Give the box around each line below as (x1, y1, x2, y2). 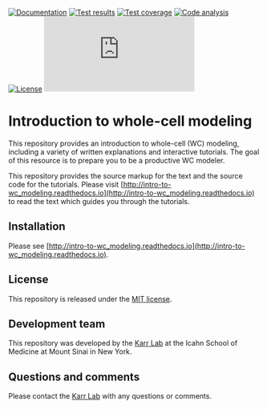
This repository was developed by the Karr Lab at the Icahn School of (8, 339, 238, 348)
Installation (8, 220, 66, 234)
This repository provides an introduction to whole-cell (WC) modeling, (8, 138, 240, 148)
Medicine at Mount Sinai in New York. (8, 347, 132, 356)
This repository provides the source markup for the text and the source (8, 170, 243, 180)
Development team (8, 317, 106, 331)
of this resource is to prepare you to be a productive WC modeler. (8, 155, 225, 165)
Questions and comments (8, 370, 140, 383)
